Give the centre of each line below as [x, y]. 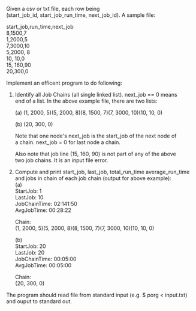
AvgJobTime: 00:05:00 [43, 265]
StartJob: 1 [28, 191]
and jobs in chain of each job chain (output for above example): [93, 178]
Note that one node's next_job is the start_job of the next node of [96, 136]
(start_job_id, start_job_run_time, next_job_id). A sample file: [81, 15]
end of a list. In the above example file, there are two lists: [86, 101]
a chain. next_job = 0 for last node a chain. [68, 142]
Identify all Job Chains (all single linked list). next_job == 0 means [96, 95]
